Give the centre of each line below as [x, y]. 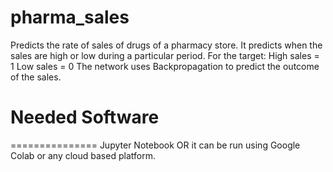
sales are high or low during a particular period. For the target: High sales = [165, 55]
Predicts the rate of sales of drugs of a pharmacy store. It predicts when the [166, 45]
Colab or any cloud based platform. [83, 155]
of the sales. [36, 77]
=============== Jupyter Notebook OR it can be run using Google [155, 145]
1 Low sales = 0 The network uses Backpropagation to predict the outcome [165, 66]
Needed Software [85, 117]
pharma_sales [70, 17]
